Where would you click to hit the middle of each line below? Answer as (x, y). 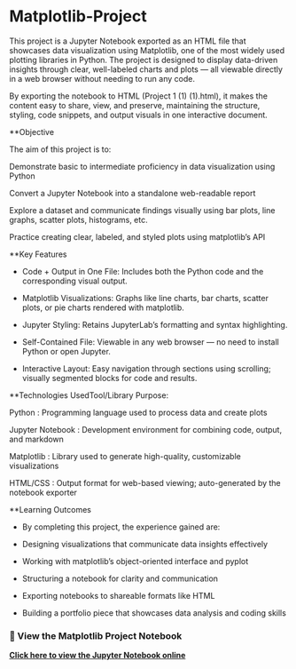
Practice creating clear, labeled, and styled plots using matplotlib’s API (137, 236)
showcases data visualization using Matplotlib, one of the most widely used (147, 50)
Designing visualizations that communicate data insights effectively (145, 544)
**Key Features (38, 254)
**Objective (32, 131)
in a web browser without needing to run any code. (102, 78)
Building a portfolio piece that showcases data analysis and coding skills (154, 613)
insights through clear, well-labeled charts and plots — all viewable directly (146, 69)
